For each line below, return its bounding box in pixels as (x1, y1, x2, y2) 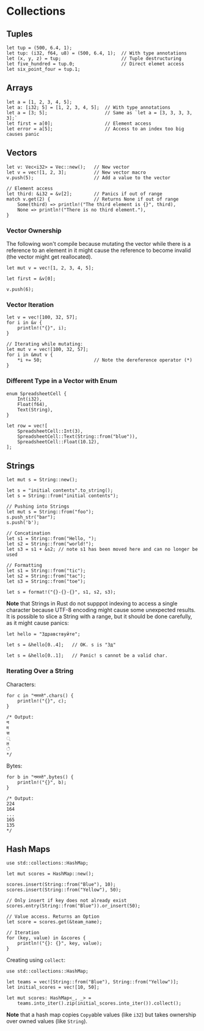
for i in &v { (6, 320, 43, 326)
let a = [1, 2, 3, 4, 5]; (6, 99, 72, 105)
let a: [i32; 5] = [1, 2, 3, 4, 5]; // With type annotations (6, 104, 171, 111)
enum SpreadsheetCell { (6, 390, 67, 397)
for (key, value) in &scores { (6, 935, 86, 941)
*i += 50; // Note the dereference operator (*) (17, 357, 192, 363)
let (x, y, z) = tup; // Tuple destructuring (6, 56, 182, 62)
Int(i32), (17, 396, 43, 402)
